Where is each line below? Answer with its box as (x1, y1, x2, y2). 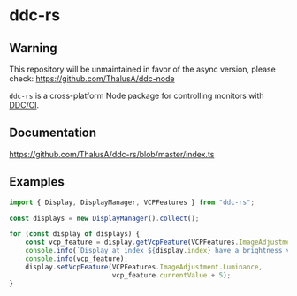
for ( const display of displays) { (9, 230, 141, 239)
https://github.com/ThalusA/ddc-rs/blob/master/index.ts (9, 148, 215, 159)
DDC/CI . (9, 100, 40, 110)
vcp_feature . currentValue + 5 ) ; (111, 270, 232, 279)
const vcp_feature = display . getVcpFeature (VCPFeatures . (25, 238, 240, 247)
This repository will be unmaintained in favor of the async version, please (9, 64, 276, 74)
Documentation (9, 125, 97, 140)
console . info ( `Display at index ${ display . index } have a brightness (25, 247, 283, 255)
